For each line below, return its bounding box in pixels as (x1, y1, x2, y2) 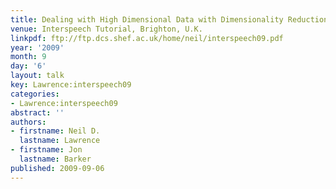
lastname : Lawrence (19, 136, 101, 146)
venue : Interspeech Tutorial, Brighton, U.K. (10, 24, 203, 34)
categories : (10, 89, 60, 99)
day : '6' (10, 61, 47, 71)
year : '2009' (10, 42, 65, 53)
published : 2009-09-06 (10, 163, 105, 173)
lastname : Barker (19, 154, 92, 164)
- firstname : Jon (10, 145, 83, 155)
